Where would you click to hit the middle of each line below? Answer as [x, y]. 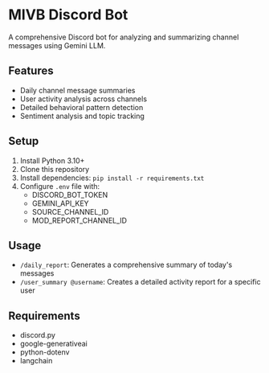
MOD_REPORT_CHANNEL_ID [79, 220]
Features [31, 71]
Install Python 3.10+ [52, 160]
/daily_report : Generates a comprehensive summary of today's [126, 265]
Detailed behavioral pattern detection [82, 107]
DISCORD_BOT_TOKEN [70, 195]
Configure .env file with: [60, 186]
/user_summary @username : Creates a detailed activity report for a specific [140, 282]
